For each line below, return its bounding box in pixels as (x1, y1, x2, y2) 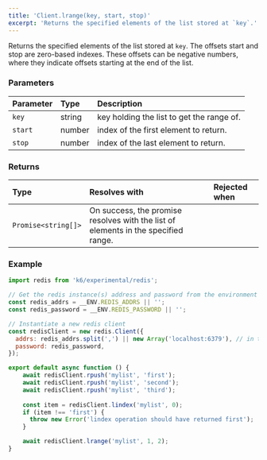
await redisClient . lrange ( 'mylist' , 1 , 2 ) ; (22, 438, 169, 446)
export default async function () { (8, 364, 130, 372)
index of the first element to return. (97, 124, 227, 135)
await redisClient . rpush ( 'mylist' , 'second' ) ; (22, 379, 180, 387)
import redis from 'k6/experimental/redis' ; (8, 276, 158, 284)
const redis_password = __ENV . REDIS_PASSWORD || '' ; (8, 306, 187, 314)
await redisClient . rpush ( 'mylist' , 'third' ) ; (22, 386, 176, 394)
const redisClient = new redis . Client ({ (8, 327, 145, 335)
